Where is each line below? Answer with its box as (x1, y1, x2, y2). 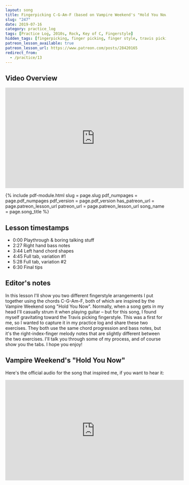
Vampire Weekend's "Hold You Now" (5, 356, 126, 365)
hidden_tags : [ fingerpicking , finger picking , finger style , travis (5, 36, 154, 41)
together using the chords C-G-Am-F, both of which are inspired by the (5, 298, 155, 304)
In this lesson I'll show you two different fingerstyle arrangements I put (5, 292, 154, 299)
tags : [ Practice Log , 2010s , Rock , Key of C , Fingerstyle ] (5, 31, 133, 36)
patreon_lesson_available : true (5, 41, 74, 46)
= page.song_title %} (5, 209, 49, 215)
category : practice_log (5, 27, 56, 32)
